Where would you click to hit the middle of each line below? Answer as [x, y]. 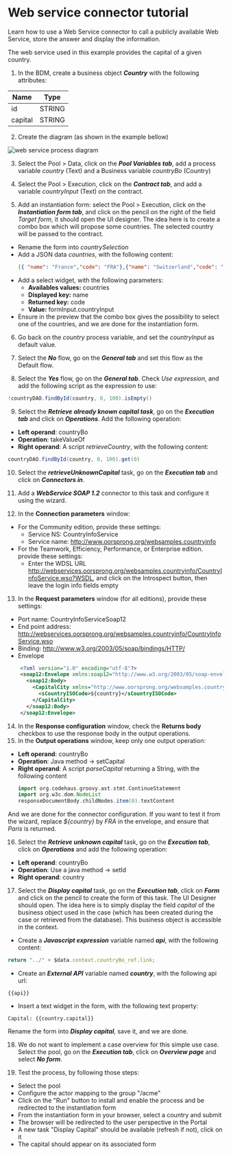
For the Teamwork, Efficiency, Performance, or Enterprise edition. [110, 549]
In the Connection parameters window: [74, 514]
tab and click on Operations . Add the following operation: [99, 419]
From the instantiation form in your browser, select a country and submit [120, 1115]
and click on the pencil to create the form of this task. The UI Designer [117, 898]
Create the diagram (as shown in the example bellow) [93, 137]
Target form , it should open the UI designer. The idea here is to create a [119, 219]
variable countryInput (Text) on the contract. [80, 191]
